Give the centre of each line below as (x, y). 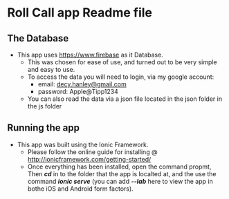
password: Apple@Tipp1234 (78, 92)
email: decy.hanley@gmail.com (82, 84)
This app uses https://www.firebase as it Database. (90, 55)
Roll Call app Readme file (80, 13)
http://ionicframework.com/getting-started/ (89, 159)
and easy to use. (51, 69)
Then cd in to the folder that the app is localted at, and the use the (122, 173)
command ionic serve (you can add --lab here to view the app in (120, 181)
